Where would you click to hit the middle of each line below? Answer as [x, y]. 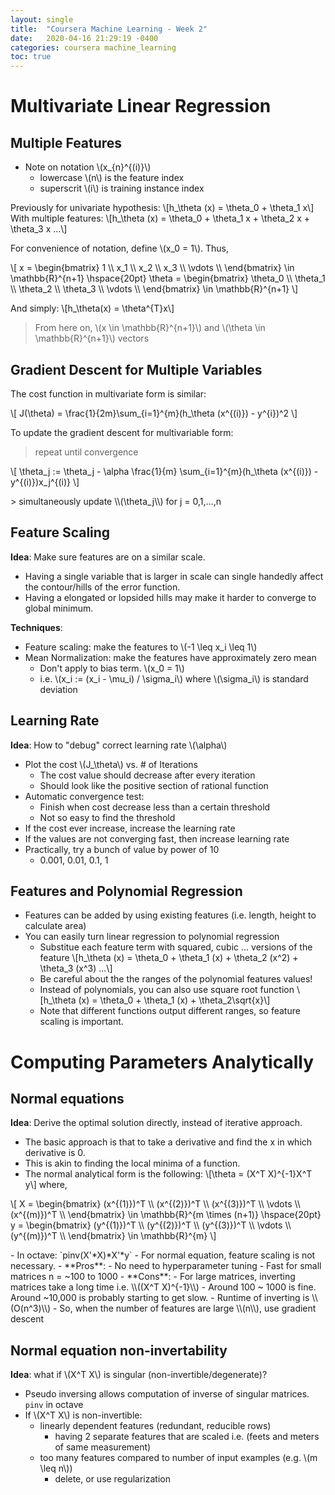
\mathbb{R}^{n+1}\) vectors [92, 338]
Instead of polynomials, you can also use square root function [167, 990]
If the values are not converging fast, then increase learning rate [157, 838]
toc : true [31, 57]
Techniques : [36, 627]
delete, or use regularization [112, 1479]
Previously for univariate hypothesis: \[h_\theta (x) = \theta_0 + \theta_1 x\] [162, 208]
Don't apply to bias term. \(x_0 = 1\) [112, 668]
